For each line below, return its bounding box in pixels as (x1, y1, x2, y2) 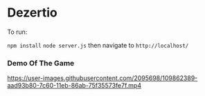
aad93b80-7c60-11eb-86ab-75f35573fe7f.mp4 (7, 81, 142, 90)
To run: (7, 28, 28, 36)
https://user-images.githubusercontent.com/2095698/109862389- (7, 74, 198, 82)
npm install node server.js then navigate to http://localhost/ (7, 41, 189, 49)
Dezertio (7, 5, 57, 21)
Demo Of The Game (7, 58, 75, 68)
